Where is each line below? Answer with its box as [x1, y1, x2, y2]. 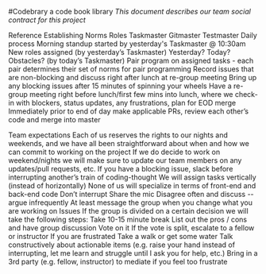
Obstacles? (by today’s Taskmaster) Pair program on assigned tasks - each [8, 56, 254, 65]
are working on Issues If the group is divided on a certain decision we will [8, 206, 249, 215]
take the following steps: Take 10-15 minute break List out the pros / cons [8, 214, 248, 224]
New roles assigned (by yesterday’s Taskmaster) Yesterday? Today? [8, 48, 231, 56]
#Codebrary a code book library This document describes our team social [8, 7, 252, 16]
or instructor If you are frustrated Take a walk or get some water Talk [8, 232, 233, 241]
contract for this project [8, 15, 86, 25]
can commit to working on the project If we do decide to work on [8, 147, 221, 156]
